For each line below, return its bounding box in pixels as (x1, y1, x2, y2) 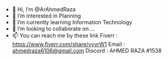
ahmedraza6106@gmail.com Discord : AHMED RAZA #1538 (12, 47, 162, 54)
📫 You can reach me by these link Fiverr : (12, 32, 118, 39)
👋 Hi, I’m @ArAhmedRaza (12, 6, 76, 13)
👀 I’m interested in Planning (12, 12, 81, 19)
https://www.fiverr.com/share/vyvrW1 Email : (12, 41, 125, 48)
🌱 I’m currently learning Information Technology (12, 19, 133, 25)
